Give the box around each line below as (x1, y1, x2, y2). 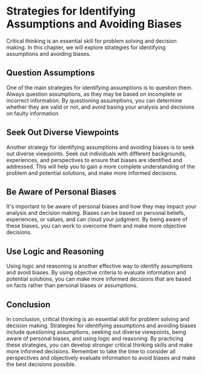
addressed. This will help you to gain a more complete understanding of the (6, 163, 195, 170)
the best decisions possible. (6, 361, 76, 368)
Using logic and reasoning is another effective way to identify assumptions (6, 262, 193, 270)
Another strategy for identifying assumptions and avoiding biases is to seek (6, 143, 195, 151)
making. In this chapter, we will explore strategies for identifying (6, 44, 166, 51)
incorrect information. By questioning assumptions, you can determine (6, 97, 182, 104)
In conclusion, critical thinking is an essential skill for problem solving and (6, 316, 190, 322)
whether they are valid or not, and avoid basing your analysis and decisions (6, 103, 195, 110)
